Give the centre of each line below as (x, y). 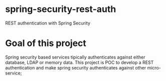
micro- (154, 67)
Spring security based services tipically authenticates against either (75, 57)
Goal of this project (46, 43)
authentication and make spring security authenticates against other (76, 67)
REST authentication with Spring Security (48, 23)
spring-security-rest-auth (61, 9)
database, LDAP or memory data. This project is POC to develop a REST (79, 62)
